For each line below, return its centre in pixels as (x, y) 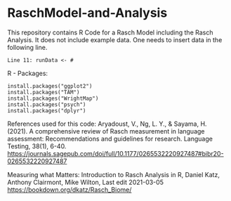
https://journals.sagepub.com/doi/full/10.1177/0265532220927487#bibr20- (115, 153)
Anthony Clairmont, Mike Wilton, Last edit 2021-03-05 (85, 182)
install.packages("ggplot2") (50, 86)
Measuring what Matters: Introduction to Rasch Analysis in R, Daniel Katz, (113, 174)
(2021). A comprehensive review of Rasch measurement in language (106, 131)
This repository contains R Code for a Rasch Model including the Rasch (110, 32)
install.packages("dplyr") (47, 110)
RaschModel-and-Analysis (87, 13)
